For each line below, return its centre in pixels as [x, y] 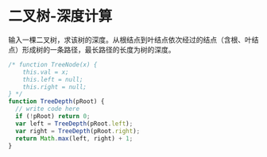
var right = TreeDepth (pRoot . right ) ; [78, 131]
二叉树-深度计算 [60, 16]
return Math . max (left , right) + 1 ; [74, 138]
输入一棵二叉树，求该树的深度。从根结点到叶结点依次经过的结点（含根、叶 [130, 40]
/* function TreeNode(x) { [53, 64]
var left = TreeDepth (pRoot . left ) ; [74, 124]
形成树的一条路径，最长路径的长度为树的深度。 [99, 49]
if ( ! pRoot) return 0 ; [53, 117]
